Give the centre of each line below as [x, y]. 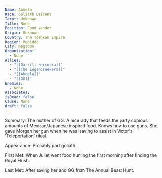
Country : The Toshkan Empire [35, 38]
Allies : [13, 60]
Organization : [20, 51]
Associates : [17, 92]
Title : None [17, 23]
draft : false [19, 106]
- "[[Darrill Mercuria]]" [36, 65]
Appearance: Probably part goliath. [41, 146]
